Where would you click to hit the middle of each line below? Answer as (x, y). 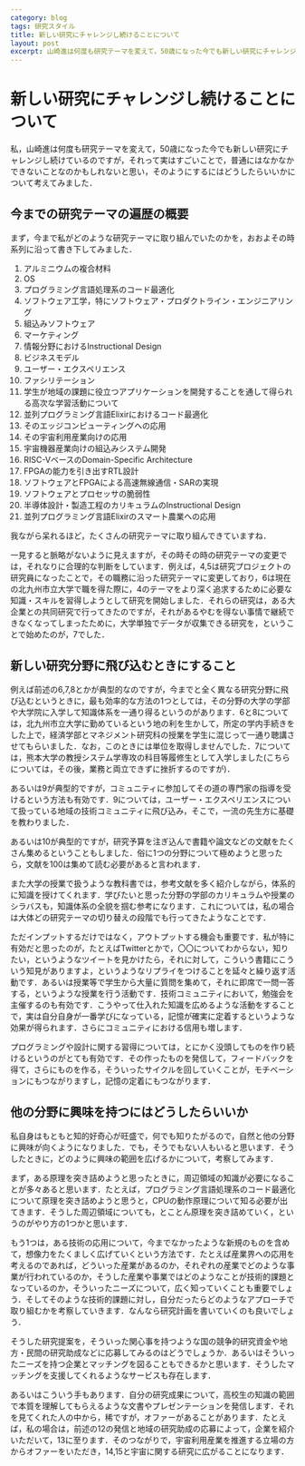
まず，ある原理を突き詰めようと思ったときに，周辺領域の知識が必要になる (149, 1177)
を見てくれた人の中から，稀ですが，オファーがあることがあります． (137, 1417)
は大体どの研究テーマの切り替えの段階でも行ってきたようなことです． (140, 917)
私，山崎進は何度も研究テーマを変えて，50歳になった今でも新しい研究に (146, 149)
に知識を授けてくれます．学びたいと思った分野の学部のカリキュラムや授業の (152, 894)
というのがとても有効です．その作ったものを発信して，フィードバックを (160, 1058)
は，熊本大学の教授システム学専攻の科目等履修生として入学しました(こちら (150, 757)
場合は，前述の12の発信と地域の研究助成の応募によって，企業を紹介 (168, 1428)
